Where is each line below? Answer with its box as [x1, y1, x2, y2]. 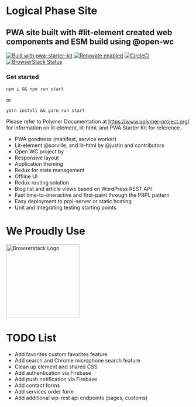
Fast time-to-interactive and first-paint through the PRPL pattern [14, 191, 170, 199]
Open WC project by [14, 148, 64, 155]
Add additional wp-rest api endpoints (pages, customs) [14, 394, 148, 402]
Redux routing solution [14, 179, 69, 186]
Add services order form [14, 388, 74, 395]
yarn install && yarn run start [6, 108, 85, 114]
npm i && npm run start [6, 86, 64, 92]
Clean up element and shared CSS [14, 363, 98, 370]
